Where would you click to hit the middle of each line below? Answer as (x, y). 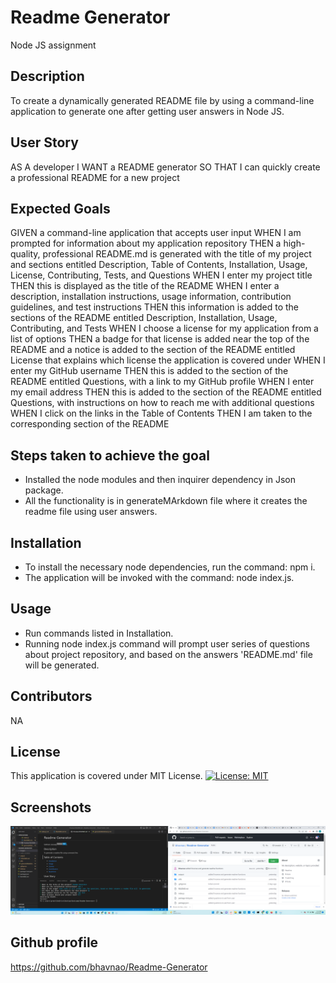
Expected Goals (60, 208)
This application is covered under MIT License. (106, 776)
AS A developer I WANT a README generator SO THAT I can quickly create (165, 167)
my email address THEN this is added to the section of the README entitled (166, 392)
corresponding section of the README (90, 424)
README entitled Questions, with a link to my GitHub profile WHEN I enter (162, 382)
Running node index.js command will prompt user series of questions (167, 643)
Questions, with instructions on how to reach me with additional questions (162, 403)
